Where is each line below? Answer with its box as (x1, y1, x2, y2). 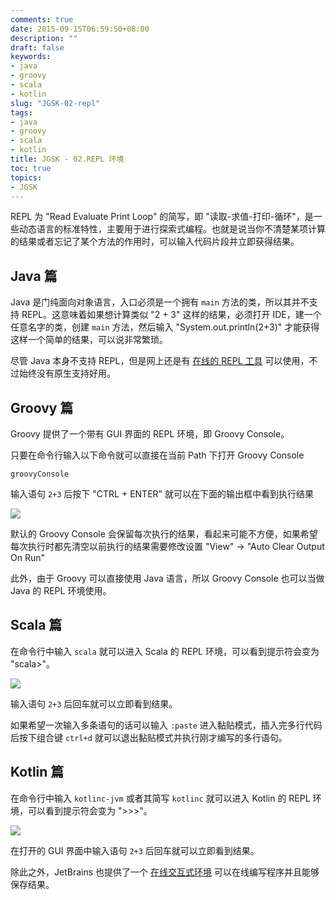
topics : (10, 172, 43, 183)
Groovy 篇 (10, 399, 74, 416)
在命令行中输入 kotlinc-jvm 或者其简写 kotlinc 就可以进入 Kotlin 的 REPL (10, 792, 311, 804)
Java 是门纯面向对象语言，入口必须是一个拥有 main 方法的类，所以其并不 (10, 296, 310, 308)
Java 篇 (10, 267, 58, 285)
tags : (10, 107, 33, 118)
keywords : (10, 52, 52, 62)
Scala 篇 (10, 617, 63, 634)
